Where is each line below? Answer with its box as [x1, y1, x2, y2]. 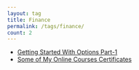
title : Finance [7, 16, 51, 23]
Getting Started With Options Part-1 [17, 48, 118, 56]
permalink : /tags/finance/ [7, 23, 85, 30]
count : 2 [7, 29, 32, 36]
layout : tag [7, 10, 41, 17]
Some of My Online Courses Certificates [17, 56, 132, 64]
